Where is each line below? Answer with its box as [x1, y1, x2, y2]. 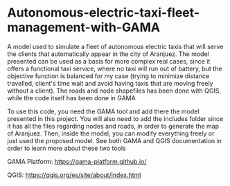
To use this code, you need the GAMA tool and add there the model [7, 107, 200, 115]
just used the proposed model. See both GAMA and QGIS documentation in [7, 136, 222, 145]
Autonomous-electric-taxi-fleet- [7, 5, 200, 21]
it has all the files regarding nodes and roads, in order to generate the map [7, 122, 220, 130]
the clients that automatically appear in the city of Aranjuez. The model [7, 50, 209, 58]
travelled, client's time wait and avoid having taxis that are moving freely [7, 79, 213, 87]
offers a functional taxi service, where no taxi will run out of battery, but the [7, 64, 222, 73]
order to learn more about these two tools [7, 144, 126, 152]
